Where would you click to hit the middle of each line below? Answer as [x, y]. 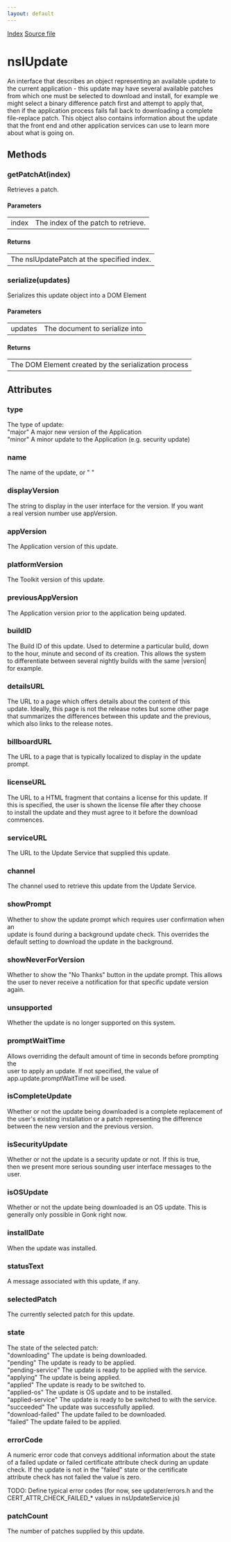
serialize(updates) [39, 280]
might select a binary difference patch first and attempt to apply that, [106, 103]
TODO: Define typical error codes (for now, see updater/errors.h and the [110, 1490]
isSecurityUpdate [37, 1144]
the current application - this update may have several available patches [110, 88]
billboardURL [29, 742]
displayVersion [33, 490]
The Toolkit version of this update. [56, 579]
